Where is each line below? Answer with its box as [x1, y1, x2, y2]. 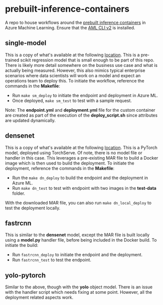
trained [5, 57, 19, 63]
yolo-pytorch [5, 271, 46, 279]
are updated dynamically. [5, 117, 56, 123]
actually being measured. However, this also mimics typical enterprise [5, 67, 145, 73]
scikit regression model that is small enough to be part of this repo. [20, 57, 155, 63]
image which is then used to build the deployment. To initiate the [5, 160, 135, 166]
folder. [12, 190, 25, 196]
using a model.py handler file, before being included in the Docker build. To [5, 237, 157, 243]
